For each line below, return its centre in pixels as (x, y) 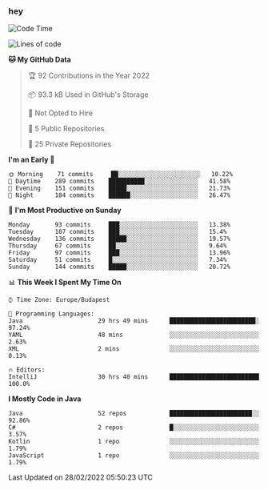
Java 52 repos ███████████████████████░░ (134, 414)
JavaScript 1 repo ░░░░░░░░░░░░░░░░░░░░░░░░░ (134, 456)
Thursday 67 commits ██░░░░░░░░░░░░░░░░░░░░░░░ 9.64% (118, 246)
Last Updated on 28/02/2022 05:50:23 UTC (81, 477)
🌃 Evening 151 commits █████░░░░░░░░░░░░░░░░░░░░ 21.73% (119, 189)
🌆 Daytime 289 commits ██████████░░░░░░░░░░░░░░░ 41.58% (119, 182)
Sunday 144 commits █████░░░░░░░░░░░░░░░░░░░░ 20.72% (119, 267)
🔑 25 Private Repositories (70, 144)
